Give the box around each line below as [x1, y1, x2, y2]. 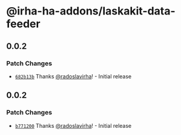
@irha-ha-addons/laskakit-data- [6, 4, 176, 18]
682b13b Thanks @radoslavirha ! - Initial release [15, 72, 132, 80]
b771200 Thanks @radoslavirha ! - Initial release [15, 122, 132, 129]
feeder [6, 17, 41, 31]
